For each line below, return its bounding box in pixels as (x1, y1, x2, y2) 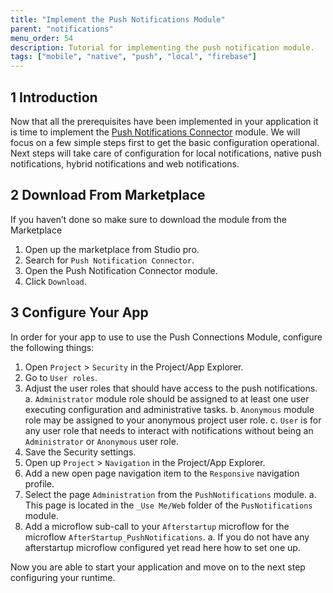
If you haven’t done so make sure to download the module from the (10, 213, 287, 225)
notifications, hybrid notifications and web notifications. (10, 157, 240, 170)
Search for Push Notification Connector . (24, 254, 195, 266)
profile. (24, 477, 55, 490)
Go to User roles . (24, 371, 98, 383)
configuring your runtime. (10, 571, 116, 583)
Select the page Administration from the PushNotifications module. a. (24, 488, 317, 500)
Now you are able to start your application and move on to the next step (10, 561, 306, 573)
